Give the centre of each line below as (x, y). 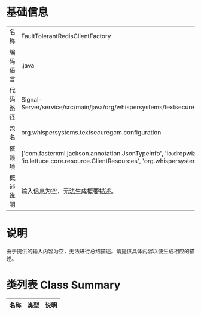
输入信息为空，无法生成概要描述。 (69, 191)
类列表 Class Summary (63, 285)
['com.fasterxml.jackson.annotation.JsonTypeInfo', (92, 153)
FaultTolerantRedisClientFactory (66, 36)
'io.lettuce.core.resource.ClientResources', (81, 161)
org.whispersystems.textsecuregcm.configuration (91, 132)
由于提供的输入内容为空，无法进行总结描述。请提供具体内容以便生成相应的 (98, 251)
